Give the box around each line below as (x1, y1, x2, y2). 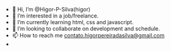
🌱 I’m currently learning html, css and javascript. (12, 19, 134, 25)
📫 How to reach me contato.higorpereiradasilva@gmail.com (12, 32, 165, 39)
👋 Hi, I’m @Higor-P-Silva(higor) (12, 6, 90, 13)
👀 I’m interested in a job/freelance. (12, 12, 99, 19)
